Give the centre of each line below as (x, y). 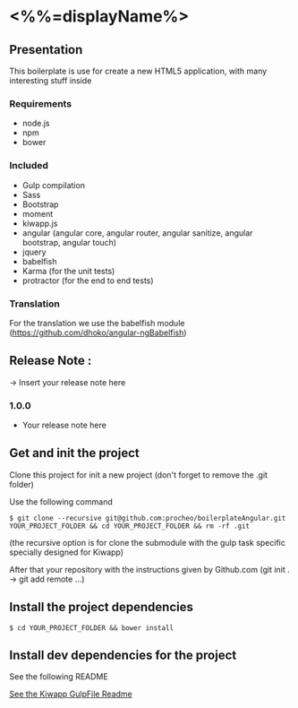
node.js (36, 124)
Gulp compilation (53, 185)
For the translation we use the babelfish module (97, 323)
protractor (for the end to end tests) (88, 281)
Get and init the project (75, 453)
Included (29, 166)
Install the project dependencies (102, 607)
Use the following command (61, 501)
